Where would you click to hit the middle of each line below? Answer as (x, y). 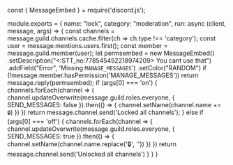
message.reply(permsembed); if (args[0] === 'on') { (82, 82)
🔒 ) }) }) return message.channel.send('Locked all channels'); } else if (105, 112)
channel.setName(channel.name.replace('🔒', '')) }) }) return (92, 144)
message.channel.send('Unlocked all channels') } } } (83, 154)
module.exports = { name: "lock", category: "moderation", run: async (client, (117, 23)
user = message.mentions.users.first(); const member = (88, 46)
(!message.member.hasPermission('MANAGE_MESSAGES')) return (103, 75)
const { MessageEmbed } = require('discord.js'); (77, 10)
